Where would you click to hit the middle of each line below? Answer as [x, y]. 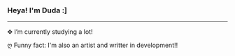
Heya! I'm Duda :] [37, 10]
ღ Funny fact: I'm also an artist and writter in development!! [93, 45]
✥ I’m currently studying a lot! [50, 32]
